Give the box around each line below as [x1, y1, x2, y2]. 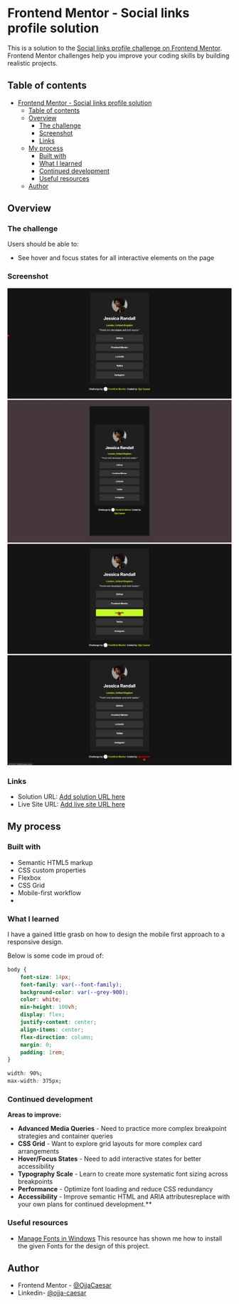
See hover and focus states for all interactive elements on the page [17, 254, 215, 262]
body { [7, 966, 27, 973]
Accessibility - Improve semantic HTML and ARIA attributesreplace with [17, 1192, 230, 1201]
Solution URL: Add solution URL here [17, 792, 126, 801]
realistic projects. [7, 58, 58, 67]
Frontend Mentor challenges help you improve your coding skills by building [7, 51, 230, 60]
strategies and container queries [17, 1132, 114, 1141]
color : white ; [20, 996, 62, 1003]
